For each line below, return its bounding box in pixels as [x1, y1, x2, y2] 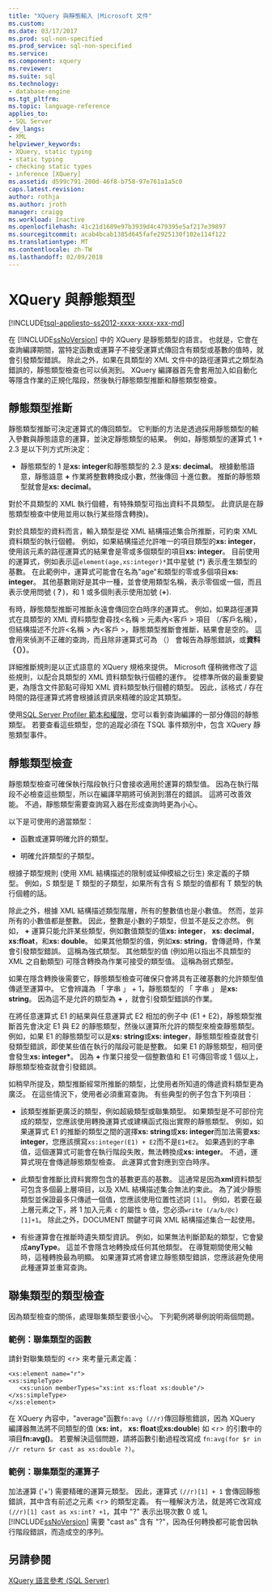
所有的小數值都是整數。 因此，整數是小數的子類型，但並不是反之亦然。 [8, 916, 244, 926]
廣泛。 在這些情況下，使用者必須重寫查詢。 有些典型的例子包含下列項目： [8, 1090, 253, 1099]
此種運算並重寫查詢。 [19, 1262, 91, 1273]
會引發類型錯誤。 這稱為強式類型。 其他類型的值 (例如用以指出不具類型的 [8, 946, 251, 957]
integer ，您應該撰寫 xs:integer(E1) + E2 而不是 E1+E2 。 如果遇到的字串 [19, 1137, 255, 1147]
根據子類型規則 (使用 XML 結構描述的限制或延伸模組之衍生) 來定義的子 [8, 868, 243, 878]
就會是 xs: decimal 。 [27, 482, 96, 491]
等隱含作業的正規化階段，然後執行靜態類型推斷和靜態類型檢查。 [8, 375, 221, 385]
